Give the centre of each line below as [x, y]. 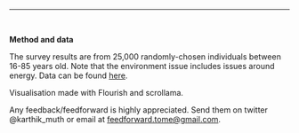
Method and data [41, 39]
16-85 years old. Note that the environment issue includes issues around [142, 66]
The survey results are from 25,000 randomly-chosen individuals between [145, 57]
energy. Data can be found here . [69, 75]
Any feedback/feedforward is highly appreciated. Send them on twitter [139, 110]
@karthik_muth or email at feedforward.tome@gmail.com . [115, 119]
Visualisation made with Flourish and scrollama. [97, 93]
